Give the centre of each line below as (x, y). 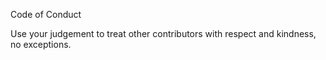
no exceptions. (41, 44)
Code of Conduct (46, 14)
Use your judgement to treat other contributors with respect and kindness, (163, 33)
